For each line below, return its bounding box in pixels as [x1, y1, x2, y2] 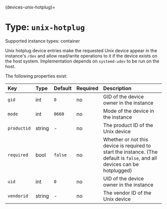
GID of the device [103, 93, 144, 100]
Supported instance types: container [5, 38, 81, 44]
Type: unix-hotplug [5, 22, 85, 33]
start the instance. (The [103, 148, 158, 155]
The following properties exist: [5, 73, 68, 79]
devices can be [103, 161, 139, 168]
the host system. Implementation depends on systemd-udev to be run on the [5, 58, 160, 64]
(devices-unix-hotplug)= [5, 4, 56, 10]
